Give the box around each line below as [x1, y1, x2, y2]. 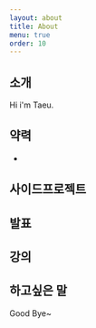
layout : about [9, 13, 63, 23]
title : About [9, 22, 59, 31]
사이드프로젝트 [9, 181, 87, 197]
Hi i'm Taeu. [9, 99, 54, 110]
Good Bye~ [9, 307, 52, 319]
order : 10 [9, 38, 47, 48]
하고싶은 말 [9, 283, 68, 299]
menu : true [9, 30, 51, 39]
